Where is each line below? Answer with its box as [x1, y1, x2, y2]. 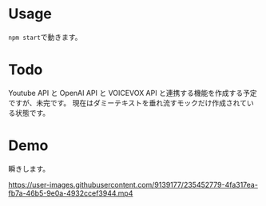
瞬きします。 [8, 164, 50, 173]
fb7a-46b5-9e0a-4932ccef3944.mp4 [8, 188, 133, 198]
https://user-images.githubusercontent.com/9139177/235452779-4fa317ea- [8, 180, 258, 189]
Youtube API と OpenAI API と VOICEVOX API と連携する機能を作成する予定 [8, 88, 257, 97]
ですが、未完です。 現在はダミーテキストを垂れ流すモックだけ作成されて [8, 97, 248, 108]
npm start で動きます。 [8, 32, 82, 42]
